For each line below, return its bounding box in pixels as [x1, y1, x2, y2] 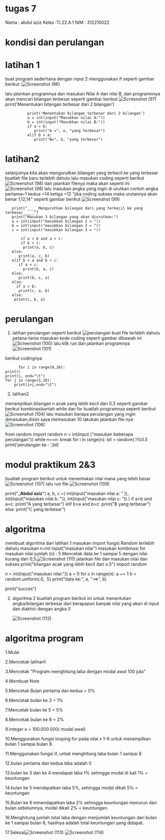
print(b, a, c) [23, 266, 55, 271]
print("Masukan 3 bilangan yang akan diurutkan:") [11, 214, 119, 219]
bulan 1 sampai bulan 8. [5, 741, 54, 747]
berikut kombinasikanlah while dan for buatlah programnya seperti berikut [5, 405, 156, 412]
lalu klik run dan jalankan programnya [54, 340, 130, 346]
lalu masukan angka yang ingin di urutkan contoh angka [44, 186, 159, 192]
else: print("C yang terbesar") [5, 506, 66, 512]
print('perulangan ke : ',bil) [5, 442, 59, 448]
